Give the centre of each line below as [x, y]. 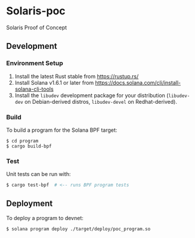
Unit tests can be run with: [38, 174]
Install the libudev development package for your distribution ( [92, 95]
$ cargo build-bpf [29, 146]
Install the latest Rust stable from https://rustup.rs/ [77, 76]
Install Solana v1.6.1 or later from [54, 82]
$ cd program [22, 141]
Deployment [30, 204]
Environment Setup [35, 63]
